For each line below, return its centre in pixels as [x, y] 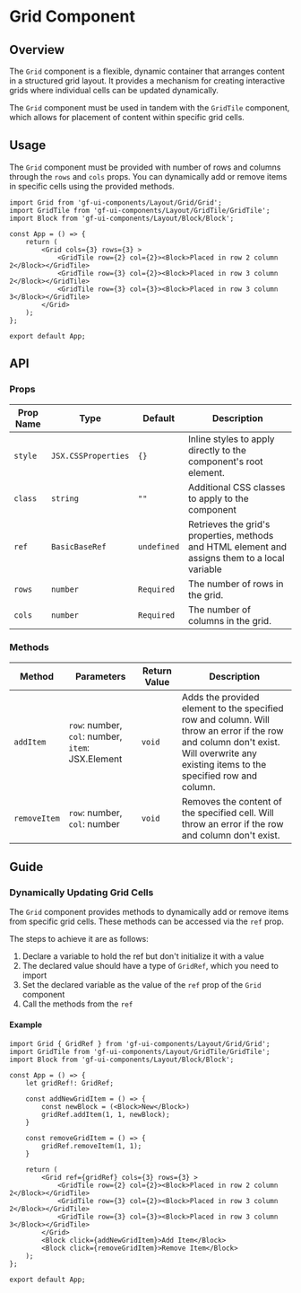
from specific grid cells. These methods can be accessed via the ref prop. [146, 921]
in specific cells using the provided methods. [92, 186]
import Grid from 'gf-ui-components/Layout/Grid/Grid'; [116, 202]
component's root [225, 462]
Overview [37, 50]
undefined [159, 546]
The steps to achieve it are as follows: [79, 939]
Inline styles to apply [231, 439]
